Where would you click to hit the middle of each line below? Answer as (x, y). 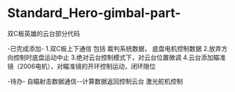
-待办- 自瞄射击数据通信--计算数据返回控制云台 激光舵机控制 (95, 81)
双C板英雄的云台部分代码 (44, 33)
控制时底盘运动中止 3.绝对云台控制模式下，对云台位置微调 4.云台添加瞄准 (119, 57)
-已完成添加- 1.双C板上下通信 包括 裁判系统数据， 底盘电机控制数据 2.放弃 (115, 48)
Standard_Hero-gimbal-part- (94, 13)
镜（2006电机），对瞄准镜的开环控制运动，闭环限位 (82, 66)
